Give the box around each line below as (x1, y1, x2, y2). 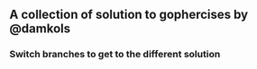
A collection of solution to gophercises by (9, 7, 249, 22)
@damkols (9, 22, 70, 37)
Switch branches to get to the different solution (9, 48, 221, 61)
